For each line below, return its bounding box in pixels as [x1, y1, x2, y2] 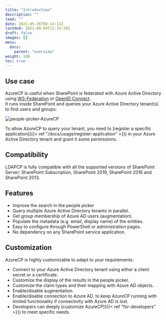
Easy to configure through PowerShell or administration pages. [12, 223, 142, 229]
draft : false [5, 30, 32, 35]
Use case [5, 77, 35, 85]
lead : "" [5, 16, 23, 21]
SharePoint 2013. [5, 174, 40, 180]
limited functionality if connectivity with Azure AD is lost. [12, 298, 129, 304]
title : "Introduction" [5, 7, 52, 12]
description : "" [5, 12, 39, 17]
